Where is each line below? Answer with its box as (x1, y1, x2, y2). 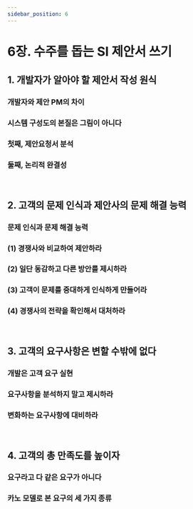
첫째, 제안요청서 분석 (7, 138, 74, 148)
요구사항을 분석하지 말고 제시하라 (7, 389, 114, 399)
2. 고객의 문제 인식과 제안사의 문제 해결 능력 (7, 199, 187, 211)
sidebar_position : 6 (7, 10, 69, 18)
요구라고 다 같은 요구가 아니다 (7, 473, 102, 483)
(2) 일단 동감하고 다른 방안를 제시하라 (7, 264, 127, 274)
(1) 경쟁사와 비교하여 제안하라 (7, 243, 102, 253)
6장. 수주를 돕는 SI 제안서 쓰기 (7, 44, 172, 59)
